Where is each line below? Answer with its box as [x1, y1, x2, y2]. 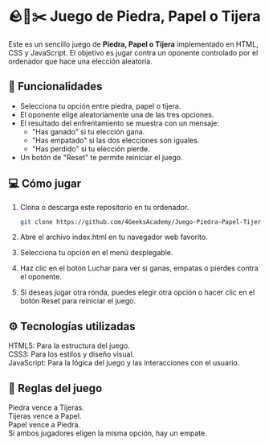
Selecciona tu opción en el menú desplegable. [19, 248, 173, 258]
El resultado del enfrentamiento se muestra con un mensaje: [19, 118, 219, 128]
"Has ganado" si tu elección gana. [31, 126, 145, 136]
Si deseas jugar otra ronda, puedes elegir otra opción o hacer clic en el [19, 287, 255, 297]
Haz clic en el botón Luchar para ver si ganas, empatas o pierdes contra [19, 263, 259, 273]
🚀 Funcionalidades [8, 80, 103, 93]
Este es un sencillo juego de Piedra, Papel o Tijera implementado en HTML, [8, 39, 259, 49]
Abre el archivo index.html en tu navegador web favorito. [19, 232, 208, 242]
